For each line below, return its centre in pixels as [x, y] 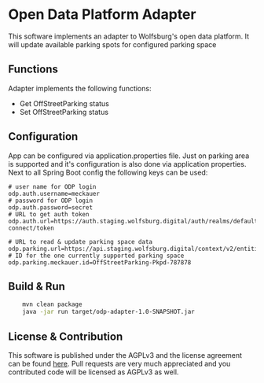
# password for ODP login [50, 201]
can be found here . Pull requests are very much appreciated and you [119, 363]
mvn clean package [52, 304]
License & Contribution [66, 336]
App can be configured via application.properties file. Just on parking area [129, 156]
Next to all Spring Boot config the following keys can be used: [108, 172]
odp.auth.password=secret [50, 207]
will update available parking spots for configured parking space [112, 44]
